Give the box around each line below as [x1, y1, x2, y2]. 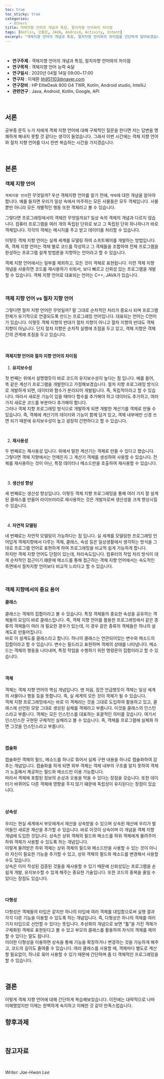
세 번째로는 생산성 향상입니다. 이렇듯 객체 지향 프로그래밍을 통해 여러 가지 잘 [5, 490, 150, 496]
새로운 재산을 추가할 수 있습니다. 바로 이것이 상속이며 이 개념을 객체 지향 [18, 826, 155, 832]
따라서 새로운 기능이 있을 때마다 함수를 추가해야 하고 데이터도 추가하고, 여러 [15, 393, 159, 399]
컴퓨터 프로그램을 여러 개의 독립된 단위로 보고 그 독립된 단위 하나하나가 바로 [15, 221, 159, 227]
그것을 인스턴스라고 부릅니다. [10, 723, 65, 729]
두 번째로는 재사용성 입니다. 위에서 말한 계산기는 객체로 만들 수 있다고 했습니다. [5, 448, 155, 454]
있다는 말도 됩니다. [15, 933, 51, 939]
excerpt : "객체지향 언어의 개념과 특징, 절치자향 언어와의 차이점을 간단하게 [5, 35, 138, 40]
